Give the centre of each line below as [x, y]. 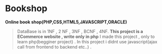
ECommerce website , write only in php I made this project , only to [86, 36]
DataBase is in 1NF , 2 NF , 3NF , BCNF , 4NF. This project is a [80, 31]
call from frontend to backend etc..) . [54, 47]
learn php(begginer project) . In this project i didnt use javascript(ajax [87, 41]
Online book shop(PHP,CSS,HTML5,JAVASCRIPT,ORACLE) [66, 22]
